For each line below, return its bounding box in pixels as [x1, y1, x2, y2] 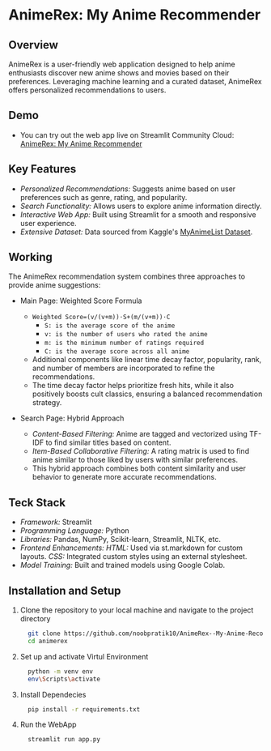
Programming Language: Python [19, 526, 129, 536]
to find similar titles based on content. [45, 437, 171, 447]
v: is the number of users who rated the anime [44, 331, 208, 339]
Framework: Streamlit [19, 517, 92, 527]
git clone [28, 629, 61, 638]
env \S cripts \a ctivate [28, 675, 101, 683]
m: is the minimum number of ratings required [44, 339, 205, 348]
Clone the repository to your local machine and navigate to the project [19, 605, 254, 615]
